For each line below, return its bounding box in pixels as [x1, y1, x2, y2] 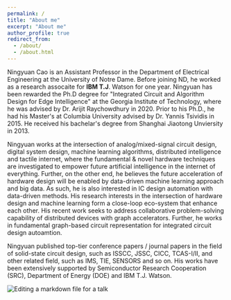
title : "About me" [7, 17, 60, 24]
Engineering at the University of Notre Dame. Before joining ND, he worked [7, 75, 221, 83]
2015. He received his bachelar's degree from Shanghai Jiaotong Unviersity [7, 119, 223, 127]
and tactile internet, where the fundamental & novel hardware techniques [7, 155, 216, 163]
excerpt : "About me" [7, 23, 67, 30]
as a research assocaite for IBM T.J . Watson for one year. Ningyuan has [7, 82, 213, 91]
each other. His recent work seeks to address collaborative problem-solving [7, 206, 224, 215]
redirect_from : [7, 36, 51, 43]
